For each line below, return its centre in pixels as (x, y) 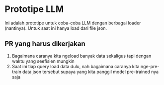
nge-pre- (150, 66)
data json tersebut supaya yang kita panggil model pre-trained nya (91, 72)
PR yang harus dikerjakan (45, 44)
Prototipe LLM (34, 9)
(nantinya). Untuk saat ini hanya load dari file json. (56, 28)
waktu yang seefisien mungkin (43, 61)
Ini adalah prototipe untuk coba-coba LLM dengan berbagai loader (73, 23)
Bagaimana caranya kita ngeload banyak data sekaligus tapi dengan (82, 56)
